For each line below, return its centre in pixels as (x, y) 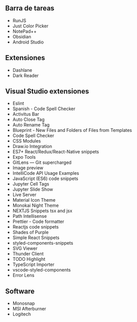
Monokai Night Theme (36, 205)
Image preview (28, 168)
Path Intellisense (29, 216)
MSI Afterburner (29, 309)
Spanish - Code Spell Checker (44, 109)
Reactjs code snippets (36, 227)
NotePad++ (24, 31)
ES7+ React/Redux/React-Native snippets (56, 152)
